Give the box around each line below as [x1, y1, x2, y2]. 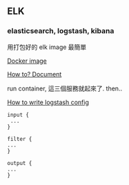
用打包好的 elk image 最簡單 [7, 43, 87, 51]
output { [7, 159, 32, 166]
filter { [7, 135, 32, 142]
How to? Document [7, 70, 62, 78]
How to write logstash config [7, 98, 90, 106]
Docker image [7, 57, 47, 65]
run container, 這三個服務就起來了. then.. [7, 84, 123, 92]
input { [7, 111, 30, 118]
